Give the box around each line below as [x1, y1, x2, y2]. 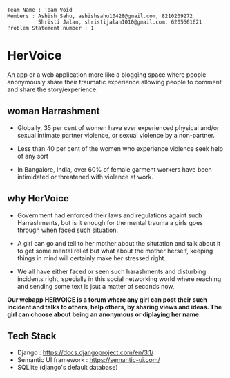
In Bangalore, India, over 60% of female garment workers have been [17, 165, 212, 173]
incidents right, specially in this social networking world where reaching [17, 274, 222, 283]
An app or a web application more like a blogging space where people [7, 70, 207, 79]
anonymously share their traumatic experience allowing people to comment [7, 78, 222, 86]
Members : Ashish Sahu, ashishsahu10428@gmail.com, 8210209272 [7, 12, 193, 19]
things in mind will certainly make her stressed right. [17, 253, 166, 262]
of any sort [17, 152, 48, 160]
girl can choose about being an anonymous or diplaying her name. [7, 310, 202, 318]
